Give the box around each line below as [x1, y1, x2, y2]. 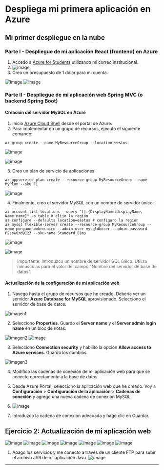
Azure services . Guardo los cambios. [12, 349, 88, 356]
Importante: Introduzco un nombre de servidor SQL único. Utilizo [17, 258, 147, 264]
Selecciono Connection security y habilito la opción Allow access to [12, 345, 151, 350]
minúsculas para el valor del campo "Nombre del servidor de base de [17, 264, 157, 269]
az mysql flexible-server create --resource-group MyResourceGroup [5, 222, 145, 227]
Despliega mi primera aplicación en [5, 3, 151, 15]
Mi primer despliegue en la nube [5, 33, 105, 42]
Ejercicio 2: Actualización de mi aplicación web [5, 427, 151, 435]
